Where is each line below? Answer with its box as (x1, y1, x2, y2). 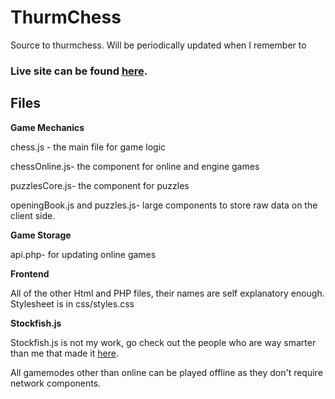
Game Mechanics (10, 121, 85, 133)
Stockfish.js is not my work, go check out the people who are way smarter (10, 336, 317, 348)
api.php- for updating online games (10, 248, 157, 260)
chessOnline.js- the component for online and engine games (10, 160, 260, 172)
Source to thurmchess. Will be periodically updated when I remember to (10, 39, 307, 51)
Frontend (10, 267, 50, 280)
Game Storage (10, 229, 72, 241)
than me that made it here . (10, 347, 119, 359)
